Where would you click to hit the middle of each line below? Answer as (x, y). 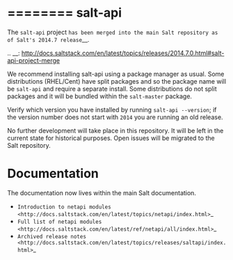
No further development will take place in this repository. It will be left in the (115, 130)
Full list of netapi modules (59, 222)
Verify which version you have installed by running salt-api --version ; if (112, 109)
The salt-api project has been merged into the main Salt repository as (113, 32)
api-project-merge (34, 60)
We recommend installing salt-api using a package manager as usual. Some (116, 74)
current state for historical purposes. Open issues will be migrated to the (111, 138)
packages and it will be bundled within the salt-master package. (100, 96)
